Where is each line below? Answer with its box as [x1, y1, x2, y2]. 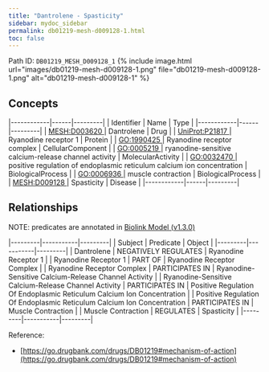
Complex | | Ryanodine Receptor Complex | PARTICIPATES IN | [8, 263, 215, 273]
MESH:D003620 [47, 126, 103, 137]
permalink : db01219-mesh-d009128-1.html [8, 27, 146, 35]
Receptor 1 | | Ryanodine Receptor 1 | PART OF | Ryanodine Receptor [8, 255, 235, 264]
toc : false [8, 34, 45, 43]
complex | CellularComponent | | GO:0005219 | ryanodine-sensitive [8, 144, 231, 153]
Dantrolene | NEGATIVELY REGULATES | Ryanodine [74, 246, 244, 255]
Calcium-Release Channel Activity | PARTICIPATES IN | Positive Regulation [8, 280, 255, 290]
